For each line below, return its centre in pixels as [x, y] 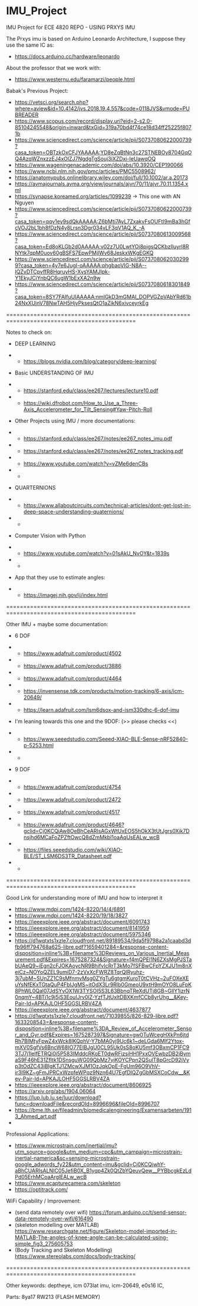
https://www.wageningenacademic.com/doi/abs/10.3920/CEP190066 [99, 165]
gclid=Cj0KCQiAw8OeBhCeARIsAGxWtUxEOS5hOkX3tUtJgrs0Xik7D [106, 831]
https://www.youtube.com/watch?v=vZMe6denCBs [86, 463]
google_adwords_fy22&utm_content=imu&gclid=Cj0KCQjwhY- [90, 1164]
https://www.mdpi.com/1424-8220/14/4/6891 [70, 909]
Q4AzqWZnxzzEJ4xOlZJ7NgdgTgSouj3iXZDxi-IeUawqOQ [85, 158]
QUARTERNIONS [35, 487]
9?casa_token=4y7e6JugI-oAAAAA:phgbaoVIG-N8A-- [81, 265]
